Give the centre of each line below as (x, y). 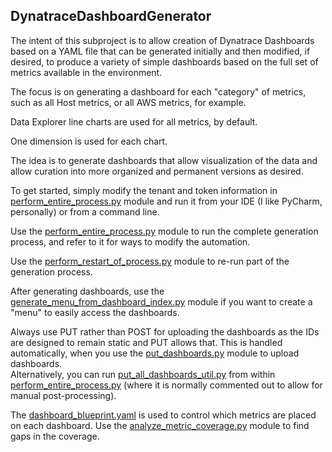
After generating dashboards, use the (87, 291)
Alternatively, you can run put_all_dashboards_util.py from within (143, 374)
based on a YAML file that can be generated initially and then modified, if (160, 51)
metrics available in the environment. (86, 72)
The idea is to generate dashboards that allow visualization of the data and (164, 160)
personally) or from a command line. (85, 211)
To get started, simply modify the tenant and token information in (144, 190)
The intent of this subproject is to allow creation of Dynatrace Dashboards (162, 40)
